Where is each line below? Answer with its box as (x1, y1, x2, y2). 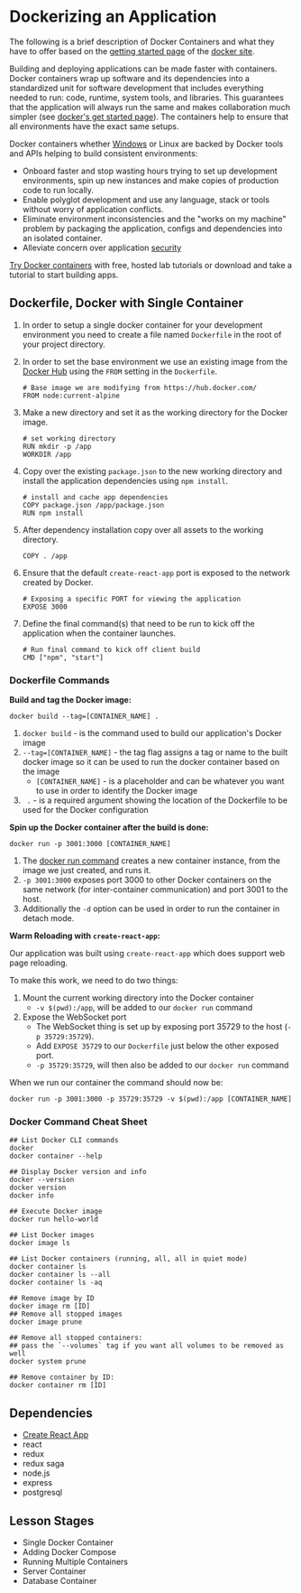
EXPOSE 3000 (22, 602, 68, 611)
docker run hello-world (9, 1215, 99, 1225)
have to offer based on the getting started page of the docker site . (9, 45, 255, 56)
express (22, 1477, 52, 1488)
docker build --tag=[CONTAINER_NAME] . (9, 712, 160, 722)
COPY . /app (22, 551, 68, 561)
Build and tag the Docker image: (9, 694, 132, 705)
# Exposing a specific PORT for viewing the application (22, 594, 242, 603)
